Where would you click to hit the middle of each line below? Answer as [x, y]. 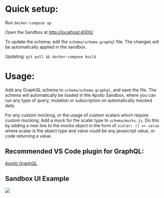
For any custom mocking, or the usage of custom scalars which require [77, 115]
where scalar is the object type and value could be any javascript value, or [80, 131]
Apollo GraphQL [21, 163]
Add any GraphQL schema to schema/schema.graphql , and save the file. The [81, 90]
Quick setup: [32, 9]
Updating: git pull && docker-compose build [51, 56]
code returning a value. [29, 136]
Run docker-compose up [28, 23]
